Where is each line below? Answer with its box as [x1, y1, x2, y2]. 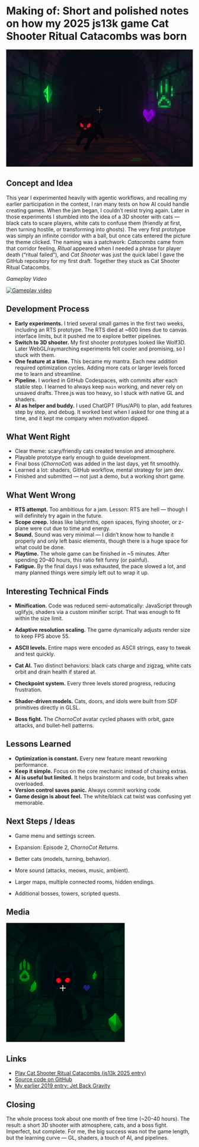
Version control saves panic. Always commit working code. [14, 786, 162, 794]
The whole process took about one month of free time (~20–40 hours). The [6, 1115, 190, 1123]
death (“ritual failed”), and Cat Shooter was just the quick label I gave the [6, 251, 185, 258]
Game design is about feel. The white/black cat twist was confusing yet [14, 792, 191, 800]
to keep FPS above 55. [14, 632, 70, 640]
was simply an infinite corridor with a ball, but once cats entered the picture [6, 232, 191, 239]
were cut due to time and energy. [29, 525, 111, 532]
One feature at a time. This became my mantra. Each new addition [14, 358, 178, 365]
